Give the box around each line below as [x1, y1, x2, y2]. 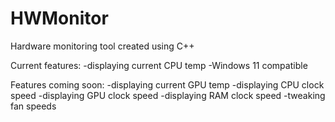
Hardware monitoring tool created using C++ [10, 40, 195, 52]
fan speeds [10, 100, 57, 112]
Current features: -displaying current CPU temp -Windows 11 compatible [10, 59, 308, 71]
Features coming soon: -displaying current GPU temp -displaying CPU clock [10, 78, 325, 91]
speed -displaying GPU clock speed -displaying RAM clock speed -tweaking [10, 89, 326, 101]
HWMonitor [10, 7, 109, 30]
